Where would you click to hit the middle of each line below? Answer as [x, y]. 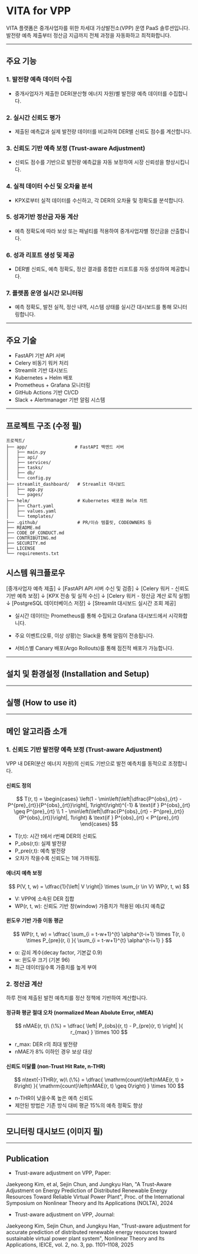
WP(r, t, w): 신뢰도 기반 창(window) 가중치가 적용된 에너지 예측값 [90, 906]
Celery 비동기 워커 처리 [42, 363]
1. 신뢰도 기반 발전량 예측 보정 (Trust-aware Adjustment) [84, 749]
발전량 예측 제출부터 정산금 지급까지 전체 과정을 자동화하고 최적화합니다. [89, 35]
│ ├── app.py [25, 490]
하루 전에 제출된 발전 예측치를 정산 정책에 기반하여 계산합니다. [77, 998]
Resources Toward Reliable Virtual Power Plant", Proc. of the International [95, 1197]
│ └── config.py [29, 478]
